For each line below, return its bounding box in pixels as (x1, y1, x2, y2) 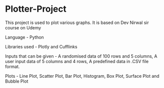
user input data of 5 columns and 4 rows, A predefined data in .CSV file (5, 58, 149, 64)
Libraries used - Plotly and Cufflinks (5, 44, 77, 49)
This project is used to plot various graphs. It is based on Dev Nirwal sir (5, 20, 149, 25)
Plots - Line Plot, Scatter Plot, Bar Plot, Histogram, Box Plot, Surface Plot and (5, 73, 160, 79)
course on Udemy (5, 24, 42, 30)
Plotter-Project (5, 3, 67, 15)
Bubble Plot (5, 78, 28, 84)
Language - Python (5, 34, 44, 40)
